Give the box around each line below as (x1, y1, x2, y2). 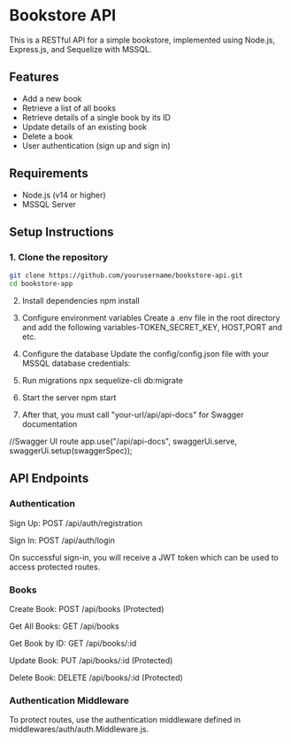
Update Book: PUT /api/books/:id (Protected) (9, 654, 173, 665)
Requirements (9, 166, 88, 182)
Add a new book (21, 93, 82, 104)
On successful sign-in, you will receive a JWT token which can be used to (9, 552, 279, 562)
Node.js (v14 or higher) (21, 190, 106, 200)
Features (9, 70, 59, 85)
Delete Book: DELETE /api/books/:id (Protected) (9, 672, 183, 683)
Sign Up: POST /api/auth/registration (9, 517, 143, 528)
